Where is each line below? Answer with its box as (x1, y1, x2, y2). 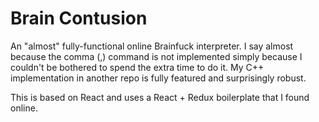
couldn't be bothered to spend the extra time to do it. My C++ (10, 61, 265, 73)
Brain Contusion (10, 7, 148, 30)
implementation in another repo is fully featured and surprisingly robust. (10, 72, 307, 84)
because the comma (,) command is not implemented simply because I (10, 50, 303, 62)
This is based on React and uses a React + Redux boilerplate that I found (10, 91, 310, 103)
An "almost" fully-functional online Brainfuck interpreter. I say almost (10, 40, 294, 52)
